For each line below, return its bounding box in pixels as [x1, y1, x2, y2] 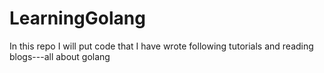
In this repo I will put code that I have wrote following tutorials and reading [9, 40, 314, 52]
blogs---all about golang [9, 50, 111, 62]
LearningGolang [9, 7, 146, 30]
